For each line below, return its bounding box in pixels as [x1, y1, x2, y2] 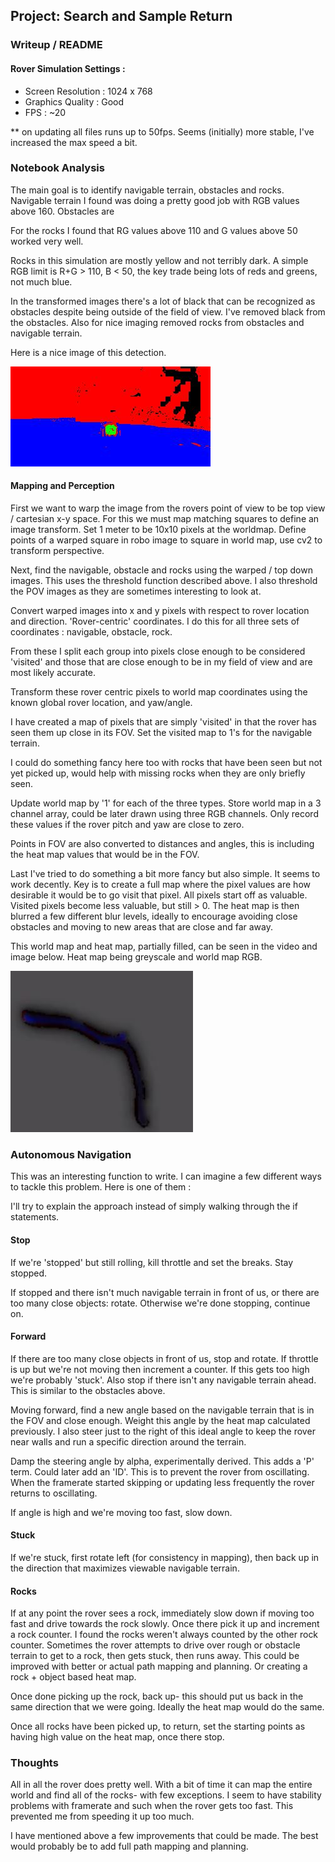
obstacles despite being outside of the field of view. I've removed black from [10, 305, 326, 318]
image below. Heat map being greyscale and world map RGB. [10, 951, 263, 963]
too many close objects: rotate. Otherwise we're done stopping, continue [10, 1297, 311, 1309]
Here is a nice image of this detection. [10, 346, 167, 358]
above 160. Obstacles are [10, 205, 115, 217]
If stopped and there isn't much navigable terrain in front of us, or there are [10, 1286, 320, 1298]
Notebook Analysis [10, 161, 105, 175]
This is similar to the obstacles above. [10, 1384, 166, 1396]
